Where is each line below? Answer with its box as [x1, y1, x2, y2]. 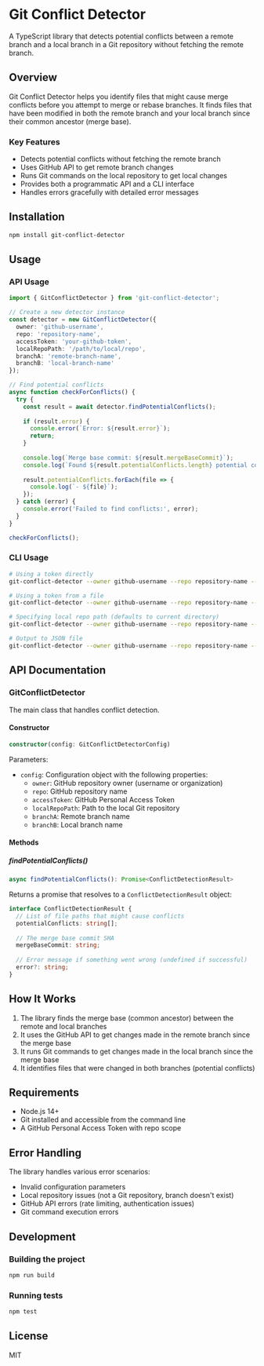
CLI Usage [9, 552, 49, 563]
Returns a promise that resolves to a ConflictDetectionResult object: [9, 889, 232, 900]
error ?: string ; [16, 963, 69, 971]
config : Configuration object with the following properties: [20, 769, 208, 779]
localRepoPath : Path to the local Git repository [31, 803, 180, 813]
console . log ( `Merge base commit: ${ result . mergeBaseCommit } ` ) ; [23, 454, 234, 462]
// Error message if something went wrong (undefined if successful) [16, 956, 248, 964]
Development [9, 1230, 77, 1244]
